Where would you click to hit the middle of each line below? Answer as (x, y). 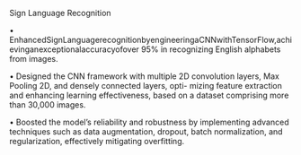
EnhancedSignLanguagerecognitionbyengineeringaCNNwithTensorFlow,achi (150, 40)
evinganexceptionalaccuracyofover (74, 49)
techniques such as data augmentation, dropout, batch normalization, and (146, 132)
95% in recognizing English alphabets (211, 49)
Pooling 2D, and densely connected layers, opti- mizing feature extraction (146, 86)
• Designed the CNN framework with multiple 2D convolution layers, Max (145, 76)
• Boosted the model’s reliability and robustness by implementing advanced (149, 122)
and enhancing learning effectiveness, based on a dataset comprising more (149, 95)
